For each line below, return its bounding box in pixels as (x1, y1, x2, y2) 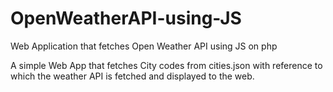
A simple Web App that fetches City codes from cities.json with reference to (10, 59, 323, 71)
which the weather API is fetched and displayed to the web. (10, 70, 255, 82)
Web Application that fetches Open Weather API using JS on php (10, 40, 278, 52)
